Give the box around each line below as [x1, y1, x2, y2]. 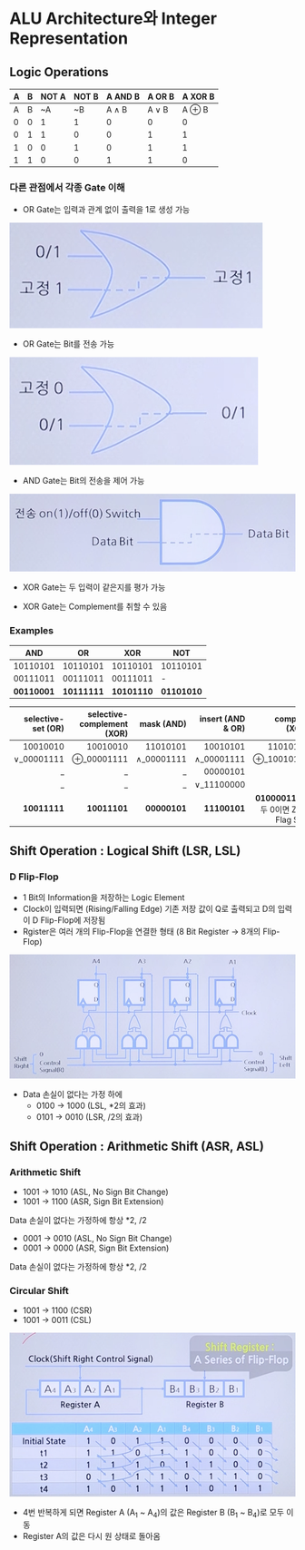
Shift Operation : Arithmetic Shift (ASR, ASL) [9, 1138, 265, 1153]
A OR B [147, 91, 175, 102]
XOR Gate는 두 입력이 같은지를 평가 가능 [22, 582, 166, 593]
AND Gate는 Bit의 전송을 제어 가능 [22, 475, 145, 486]
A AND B [105, 91, 141, 102]
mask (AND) [139, 718, 187, 729]
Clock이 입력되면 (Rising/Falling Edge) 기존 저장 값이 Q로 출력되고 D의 [22, 904, 276, 915]
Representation [9, 28, 129, 49]
